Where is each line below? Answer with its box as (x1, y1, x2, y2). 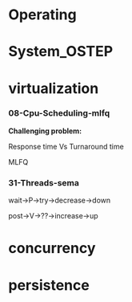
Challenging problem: (8, 126, 82, 136)
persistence (8, 275, 90, 294)
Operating (8, 6, 78, 24)
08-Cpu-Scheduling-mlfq (8, 108, 110, 119)
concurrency (8, 239, 96, 258)
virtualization (8, 79, 99, 97)
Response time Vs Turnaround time (8, 141, 124, 151)
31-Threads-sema (8, 177, 80, 188)
